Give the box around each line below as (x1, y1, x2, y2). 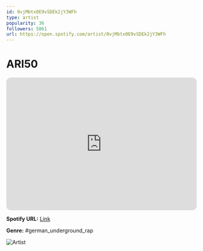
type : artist (6, 14, 39, 21)
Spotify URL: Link (6, 215, 51, 223)
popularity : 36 (6, 20, 45, 26)
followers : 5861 (6, 25, 47, 32)
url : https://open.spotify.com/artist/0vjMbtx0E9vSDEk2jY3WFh (6, 31, 166, 37)
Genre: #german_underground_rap (6, 227, 94, 234)
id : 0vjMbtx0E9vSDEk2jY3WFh (6, 8, 77, 15)
